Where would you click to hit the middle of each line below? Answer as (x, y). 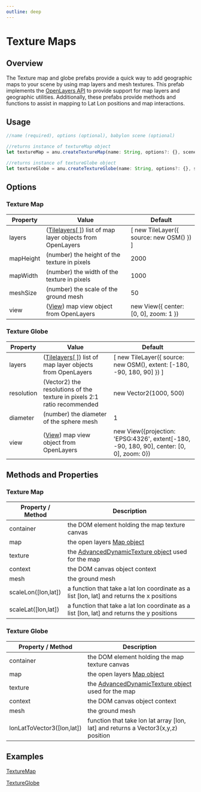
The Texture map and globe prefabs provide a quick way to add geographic (99, 78)
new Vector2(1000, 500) (149, 393)
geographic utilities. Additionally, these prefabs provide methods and (91, 97)
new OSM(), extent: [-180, (151, 365)
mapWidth (24, 275)
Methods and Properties (52, 475)
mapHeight (25, 258)
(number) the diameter (75, 414)
